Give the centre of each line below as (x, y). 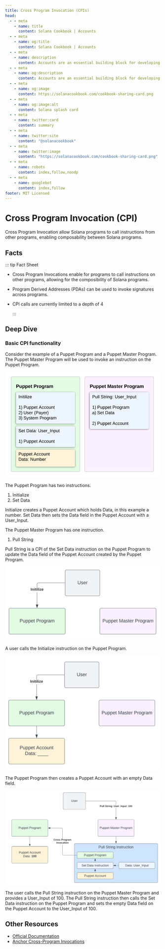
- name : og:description (39, 73)
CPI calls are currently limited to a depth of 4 (58, 304)
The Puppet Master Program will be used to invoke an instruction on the (78, 359)
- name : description (35, 57)
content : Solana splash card (48, 110)
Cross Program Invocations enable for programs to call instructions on (84, 274)
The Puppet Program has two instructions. (48, 485)
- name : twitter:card (36, 120)
